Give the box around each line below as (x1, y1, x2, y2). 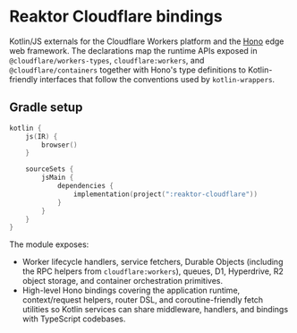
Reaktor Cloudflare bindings (9, 6, 223, 27)
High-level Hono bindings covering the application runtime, (21, 285, 241, 296)
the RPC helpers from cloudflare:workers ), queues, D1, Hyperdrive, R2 (21, 266, 284, 277)
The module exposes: (9, 239, 89, 250)
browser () (41, 141, 78, 149)
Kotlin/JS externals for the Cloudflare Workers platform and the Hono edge (9, 36, 284, 47)
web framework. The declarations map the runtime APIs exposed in (9, 45, 258, 55)
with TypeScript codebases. (21, 313, 126, 324)
